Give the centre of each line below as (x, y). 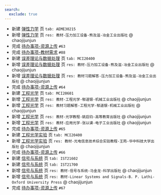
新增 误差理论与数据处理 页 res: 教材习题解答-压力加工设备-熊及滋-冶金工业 (82, 76)
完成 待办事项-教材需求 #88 (38, 52)
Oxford (18, 182)
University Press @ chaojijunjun (60, 182)
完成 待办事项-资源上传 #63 (38, 46)
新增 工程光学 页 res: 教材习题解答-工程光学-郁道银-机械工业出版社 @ (76, 105)
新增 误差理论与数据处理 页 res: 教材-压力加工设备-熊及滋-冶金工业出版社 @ (83, 64)
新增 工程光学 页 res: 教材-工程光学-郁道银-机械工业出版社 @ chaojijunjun (81, 99)
